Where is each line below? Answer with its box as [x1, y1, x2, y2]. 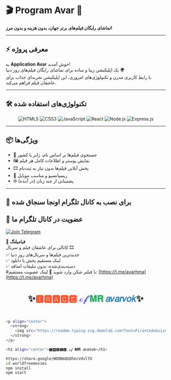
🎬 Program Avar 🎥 [6, 5, 83, 16]
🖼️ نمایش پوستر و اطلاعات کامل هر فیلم [13, 158, 90, 164]
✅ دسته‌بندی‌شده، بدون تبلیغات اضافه [6, 263, 76, 269]
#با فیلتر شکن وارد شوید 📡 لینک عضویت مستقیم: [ [6, 269, 100, 275]
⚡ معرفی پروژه [6, 45, 48, 54]
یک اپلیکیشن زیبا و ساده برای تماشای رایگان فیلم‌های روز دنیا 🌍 [6, 67, 125, 73]
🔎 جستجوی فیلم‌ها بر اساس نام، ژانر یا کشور [13, 152, 97, 158]
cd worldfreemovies [6, 361, 47, 366]
